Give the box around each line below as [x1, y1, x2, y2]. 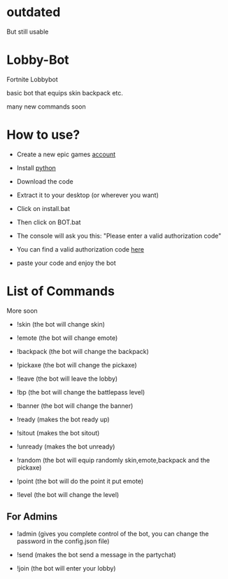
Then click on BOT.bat [16, 218, 81, 226]
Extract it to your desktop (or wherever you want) [16, 191, 159, 199]
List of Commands [6, 283, 115, 299]
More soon [6, 306, 38, 315]
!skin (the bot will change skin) [16, 320, 106, 328]
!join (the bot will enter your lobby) [16, 564, 116, 572]
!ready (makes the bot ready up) [16, 415, 110, 423]
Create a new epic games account [16, 150, 116, 158]
